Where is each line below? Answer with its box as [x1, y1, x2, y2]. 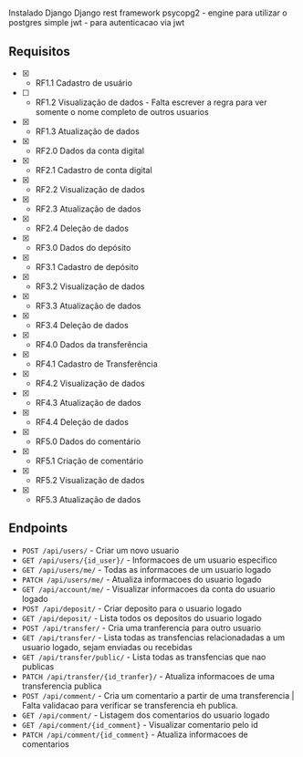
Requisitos [8, 44, 70, 59]
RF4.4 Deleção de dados [35, 417, 130, 427]
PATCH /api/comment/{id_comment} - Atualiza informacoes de [21, 729, 248, 740]
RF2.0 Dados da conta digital [35, 145, 145, 156]
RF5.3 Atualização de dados [35, 494, 141, 504]
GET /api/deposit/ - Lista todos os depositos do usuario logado [21, 612, 262, 623]
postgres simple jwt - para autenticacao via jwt [8, 17, 185, 28]
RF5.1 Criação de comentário [35, 455, 143, 466]
